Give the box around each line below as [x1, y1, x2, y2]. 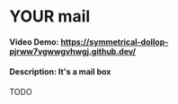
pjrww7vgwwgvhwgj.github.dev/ [9, 46, 137, 56]
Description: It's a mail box [9, 66, 111, 77]
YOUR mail [9, 6, 91, 27]
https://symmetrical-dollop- [60, 36, 169, 47]
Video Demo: [9, 36, 59, 47]
